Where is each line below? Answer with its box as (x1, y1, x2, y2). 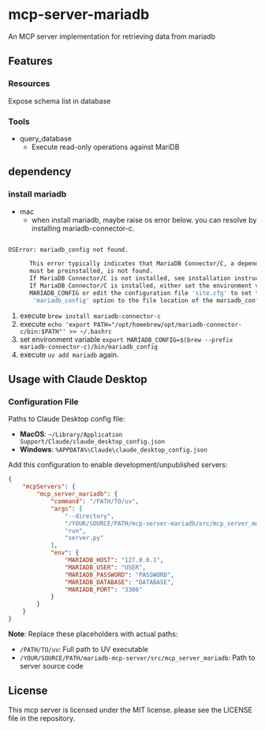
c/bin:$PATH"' (19, 328, 66, 336)
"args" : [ (50, 504, 83, 512)
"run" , (64, 527, 87, 534)
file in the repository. (8, 713, 76, 723)
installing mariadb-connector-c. (31, 223, 135, 233)
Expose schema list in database (8, 96, 111, 106)
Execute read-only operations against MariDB (31, 142, 180, 152)
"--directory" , (64, 512, 114, 520)
